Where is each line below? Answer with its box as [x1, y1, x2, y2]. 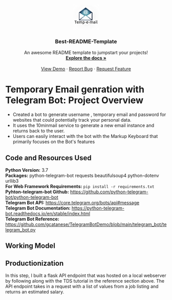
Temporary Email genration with [5, 84, 145, 96]
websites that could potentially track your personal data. [12, 117, 132, 123]
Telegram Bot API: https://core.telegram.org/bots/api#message [5, 200, 140, 206]
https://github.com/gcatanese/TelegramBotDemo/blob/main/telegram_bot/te [5, 221, 167, 227]
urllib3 [5, 178, 19, 184]
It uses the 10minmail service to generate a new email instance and [12, 122, 155, 129]
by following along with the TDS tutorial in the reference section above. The [5, 278, 165, 284]
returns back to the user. [12, 128, 65, 134]
